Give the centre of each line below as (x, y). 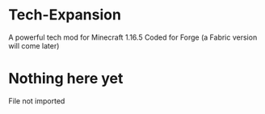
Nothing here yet (66, 79)
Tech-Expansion (65, 15)
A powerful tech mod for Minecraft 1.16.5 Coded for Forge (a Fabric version (133, 37)
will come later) (34, 45)
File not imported (37, 101)
